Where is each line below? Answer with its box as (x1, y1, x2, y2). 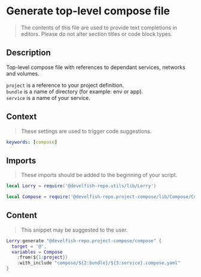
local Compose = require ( (6, 194, 71, 200)
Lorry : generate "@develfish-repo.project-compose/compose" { (6, 238, 162, 243)
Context (6, 112, 37, 122)
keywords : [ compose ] (6, 139, 58, 145)
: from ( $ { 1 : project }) (17, 254, 68, 261)
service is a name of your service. (6, 94, 91, 101)
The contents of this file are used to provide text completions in (20, 24, 178, 31)
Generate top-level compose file (6, 4, 170, 18)
